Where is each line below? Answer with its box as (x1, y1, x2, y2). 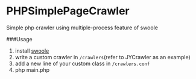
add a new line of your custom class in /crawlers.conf (14, 60, 150, 67)
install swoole (14, 47, 49, 54)
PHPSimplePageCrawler (6, 4, 130, 18)
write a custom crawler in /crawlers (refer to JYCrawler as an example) (14, 53, 191, 60)
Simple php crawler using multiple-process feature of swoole (6, 24, 159, 31)
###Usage (6, 35, 33, 42)
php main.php (14, 66, 50, 73)
